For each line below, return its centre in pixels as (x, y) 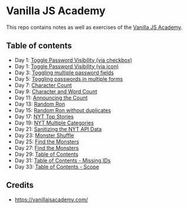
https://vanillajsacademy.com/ (51, 200)
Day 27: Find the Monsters (47, 148)
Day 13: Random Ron (40, 104)
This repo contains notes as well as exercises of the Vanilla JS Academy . (94, 27)
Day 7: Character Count (43, 85)
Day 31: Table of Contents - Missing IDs (62, 160)
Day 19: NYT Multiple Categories (54, 123)
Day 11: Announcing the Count (51, 97)
